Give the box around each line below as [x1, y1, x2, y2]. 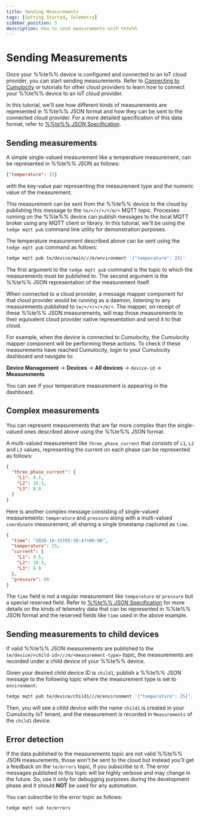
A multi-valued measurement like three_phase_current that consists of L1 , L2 [6, 440, 194, 447]
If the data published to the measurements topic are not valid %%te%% [6, 750, 183, 757]
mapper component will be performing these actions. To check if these [6, 340, 181, 347]
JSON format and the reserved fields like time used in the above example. [6, 612, 188, 619]
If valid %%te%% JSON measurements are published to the [6, 645, 154, 652]
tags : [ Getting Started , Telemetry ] [6, 14, 97, 20]
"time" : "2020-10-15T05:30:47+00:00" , [11, 537, 109, 543]
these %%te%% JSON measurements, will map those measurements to [6, 309, 183, 317]
